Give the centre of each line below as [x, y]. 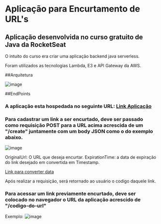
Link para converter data [29, 172]
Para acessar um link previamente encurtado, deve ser [71, 194]
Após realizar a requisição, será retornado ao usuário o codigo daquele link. [80, 181]
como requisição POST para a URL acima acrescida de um [74, 125]
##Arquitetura [19, 75]
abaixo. [14, 137]
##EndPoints [18, 94]
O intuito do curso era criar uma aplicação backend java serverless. [72, 56]
